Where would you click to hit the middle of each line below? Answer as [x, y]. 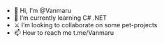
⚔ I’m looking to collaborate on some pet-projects [85, 25]
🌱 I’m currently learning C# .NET [60, 18]
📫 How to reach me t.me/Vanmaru [64, 33]
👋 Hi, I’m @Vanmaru [43, 11]
